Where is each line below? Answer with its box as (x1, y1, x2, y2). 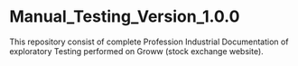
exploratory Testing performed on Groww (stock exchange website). (9, 45, 264, 56)
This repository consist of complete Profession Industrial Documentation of (9, 36, 289, 47)
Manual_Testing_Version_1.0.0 (9, 6, 240, 27)
